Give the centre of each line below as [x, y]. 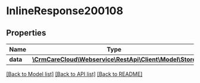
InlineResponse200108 [65, 11]
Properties [26, 33]
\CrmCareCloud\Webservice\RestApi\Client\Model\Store [114, 59]
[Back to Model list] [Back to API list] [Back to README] [74, 74]
